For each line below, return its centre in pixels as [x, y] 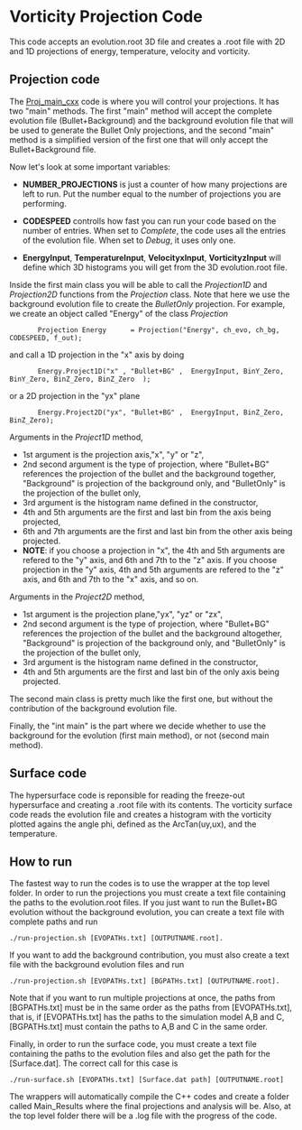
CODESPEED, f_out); [46, 338]
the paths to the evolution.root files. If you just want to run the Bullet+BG [143, 903]
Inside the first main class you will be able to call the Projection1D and [138, 284]
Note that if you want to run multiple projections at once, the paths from [142, 998]
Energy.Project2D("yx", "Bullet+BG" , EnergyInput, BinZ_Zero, [160, 412]
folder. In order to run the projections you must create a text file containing [148, 893]
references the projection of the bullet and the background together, [149, 473]
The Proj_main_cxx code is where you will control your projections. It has [144, 101]
